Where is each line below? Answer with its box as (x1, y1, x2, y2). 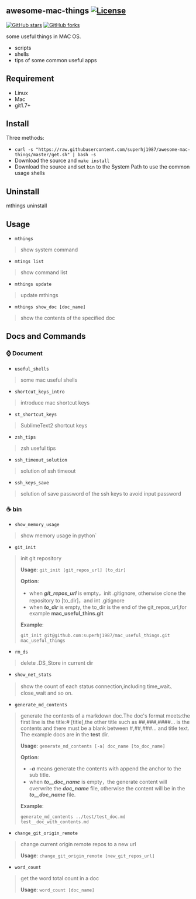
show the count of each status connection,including (20, 683, 146, 690)
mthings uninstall (6, 202, 47, 209)
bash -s (77, 152, 97, 158)
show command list (20, 269, 68, 276)
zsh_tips (14, 434, 36, 440)
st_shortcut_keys (14, 412, 57, 417)
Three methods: (6, 134, 45, 142)
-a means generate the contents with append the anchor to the (29, 765, 181, 772)
